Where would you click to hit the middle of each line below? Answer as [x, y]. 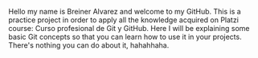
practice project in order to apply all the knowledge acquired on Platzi [124, 20]
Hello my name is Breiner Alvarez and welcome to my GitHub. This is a [125, 12]
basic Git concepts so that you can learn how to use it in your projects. [125, 37]
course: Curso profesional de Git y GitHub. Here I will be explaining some [129, 28]
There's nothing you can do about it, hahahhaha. [89, 45]
